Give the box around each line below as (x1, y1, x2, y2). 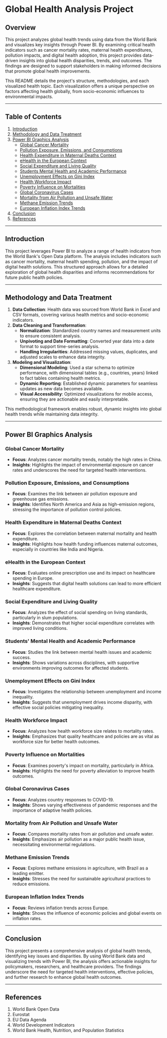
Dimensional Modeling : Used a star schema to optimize (19, 364, 135, 371)
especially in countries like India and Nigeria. (12, 546, 104, 552)
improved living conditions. (12, 625, 68, 631)
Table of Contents (5, 113, 62, 121)
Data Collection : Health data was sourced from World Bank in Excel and (12, 307, 161, 313)
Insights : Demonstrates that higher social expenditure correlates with (12, 620, 155, 626)
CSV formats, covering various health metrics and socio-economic (12, 312, 149, 318)
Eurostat (12, 1012, 30, 1018)
